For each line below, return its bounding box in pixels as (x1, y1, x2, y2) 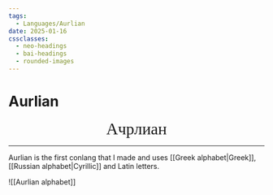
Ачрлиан (106, 119, 167, 138)
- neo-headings (15, 42, 67, 50)
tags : (8, 11, 27, 20)
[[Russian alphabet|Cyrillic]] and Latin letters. (8, 161, 160, 171)
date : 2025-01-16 (8, 27, 67, 35)
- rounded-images (15, 58, 75, 66)
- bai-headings (15, 50, 67, 58)
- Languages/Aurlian (15, 19, 85, 28)
